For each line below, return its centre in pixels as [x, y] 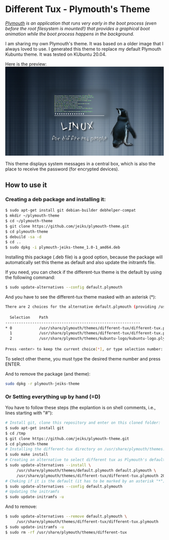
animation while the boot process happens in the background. [70, 34]
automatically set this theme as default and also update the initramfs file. [80, 262]
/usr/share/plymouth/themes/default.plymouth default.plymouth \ [86, 470]
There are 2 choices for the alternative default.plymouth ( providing [81, 307]
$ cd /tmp [16, 433]
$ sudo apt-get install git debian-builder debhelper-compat [71, 210]
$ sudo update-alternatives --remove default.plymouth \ [66, 516]
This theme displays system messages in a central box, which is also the [80, 164]
